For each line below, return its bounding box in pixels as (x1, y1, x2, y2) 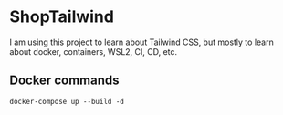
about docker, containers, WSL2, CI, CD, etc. (9, 46, 178, 57)
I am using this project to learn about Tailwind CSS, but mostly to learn (9, 37, 274, 47)
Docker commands (9, 73, 120, 89)
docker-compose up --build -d (9, 97, 125, 106)
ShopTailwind (9, 6, 114, 27)
